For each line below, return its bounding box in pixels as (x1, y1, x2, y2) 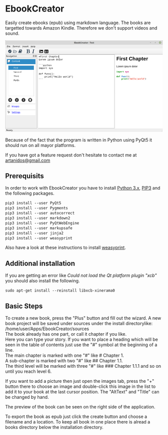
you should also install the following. (5, 278, 80, 284)
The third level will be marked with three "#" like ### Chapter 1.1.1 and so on (5, 363, 161, 369)
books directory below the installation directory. (5, 424, 103, 430)
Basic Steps (5, 302, 43, 310)
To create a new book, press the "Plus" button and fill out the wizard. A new (5, 315, 161, 321)
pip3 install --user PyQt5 (5, 201, 61, 206)
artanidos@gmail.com (5, 157, 50, 163)
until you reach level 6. (5, 368, 52, 374)
